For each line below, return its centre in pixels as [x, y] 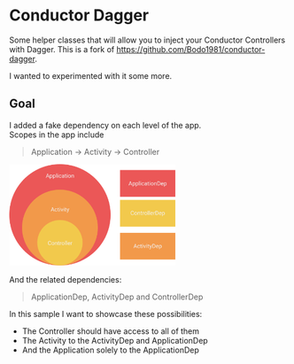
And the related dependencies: [66, 279]
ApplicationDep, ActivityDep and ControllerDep [117, 297]
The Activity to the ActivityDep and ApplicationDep [115, 340]
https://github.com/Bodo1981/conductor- [191, 49]
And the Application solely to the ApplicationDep [110, 350]
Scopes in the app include [57, 135]
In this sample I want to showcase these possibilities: [106, 314]
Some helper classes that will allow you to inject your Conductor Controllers [147, 40]
